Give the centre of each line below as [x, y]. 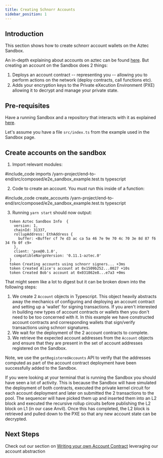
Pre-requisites [27, 106]
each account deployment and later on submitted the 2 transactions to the [80, 393]
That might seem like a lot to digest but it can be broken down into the [75, 281]
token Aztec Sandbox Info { [39, 221]
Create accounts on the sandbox [56, 152]
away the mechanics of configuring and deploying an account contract [83, 301]
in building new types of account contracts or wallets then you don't [81, 312]
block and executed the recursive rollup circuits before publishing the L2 [78, 403]
